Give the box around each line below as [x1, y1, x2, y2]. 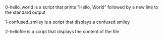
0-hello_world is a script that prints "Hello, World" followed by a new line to [5, 4, 159, 10]
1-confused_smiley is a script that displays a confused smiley [5, 19, 130, 25]
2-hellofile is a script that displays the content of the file [5, 29, 119, 34]
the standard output [5, 9, 46, 15]
